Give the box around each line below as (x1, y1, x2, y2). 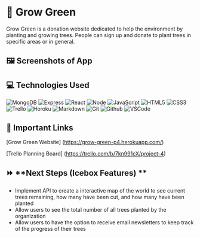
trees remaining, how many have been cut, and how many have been (14, 193, 184, 200)
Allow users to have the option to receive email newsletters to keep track (14, 218, 194, 226)
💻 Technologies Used (6, 80, 90, 90)
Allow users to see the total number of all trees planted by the (14, 206, 167, 213)
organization (14, 212, 46, 219)
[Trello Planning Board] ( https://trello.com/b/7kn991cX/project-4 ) (6, 149, 166, 157)
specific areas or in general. (6, 38, 75, 45)
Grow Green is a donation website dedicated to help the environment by (6, 25, 183, 32)
